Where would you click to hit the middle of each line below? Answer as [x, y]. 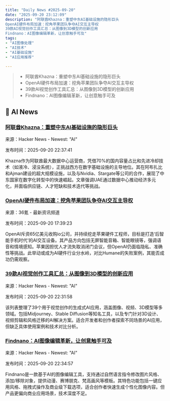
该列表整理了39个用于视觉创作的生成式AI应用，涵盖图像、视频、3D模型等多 [84, 307]
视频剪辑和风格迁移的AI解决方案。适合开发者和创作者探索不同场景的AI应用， [85, 320]
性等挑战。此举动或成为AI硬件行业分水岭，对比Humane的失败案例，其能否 [83, 253]
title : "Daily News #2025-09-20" [40, 10]
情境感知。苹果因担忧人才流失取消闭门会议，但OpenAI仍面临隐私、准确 [88, 247]
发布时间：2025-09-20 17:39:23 [39, 223]
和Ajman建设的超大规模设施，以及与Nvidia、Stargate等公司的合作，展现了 [83, 173]
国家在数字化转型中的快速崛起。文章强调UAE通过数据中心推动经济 [78, 180]
